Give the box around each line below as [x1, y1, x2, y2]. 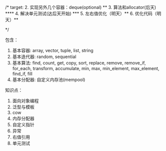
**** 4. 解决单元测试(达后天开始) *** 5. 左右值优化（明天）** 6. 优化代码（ [5, 10, 157, 16]
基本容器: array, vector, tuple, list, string [12, 48, 93, 53]
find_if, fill [12, 71, 33, 76]
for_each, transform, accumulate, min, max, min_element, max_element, [12, 66, 160, 71]
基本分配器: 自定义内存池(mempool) [12, 76, 85, 82]
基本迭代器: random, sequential [12, 54, 77, 60]
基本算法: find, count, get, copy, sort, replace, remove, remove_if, [12, 60, 146, 66]
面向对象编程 [12, 98, 39, 103]
